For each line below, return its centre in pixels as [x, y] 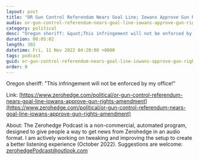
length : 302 [21, 45]
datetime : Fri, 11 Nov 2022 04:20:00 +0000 [61, 50]
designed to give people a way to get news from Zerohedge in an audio [93, 132]
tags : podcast [24, 56]
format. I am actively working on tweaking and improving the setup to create [99, 138]
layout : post [22, 12]
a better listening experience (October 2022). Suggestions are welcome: [94, 144]
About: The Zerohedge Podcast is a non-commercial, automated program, [97, 126]
